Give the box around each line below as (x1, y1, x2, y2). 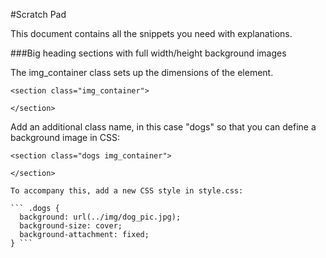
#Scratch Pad (10, 9, 67, 20)
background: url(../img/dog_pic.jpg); (19, 212, 182, 222)
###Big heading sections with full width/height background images (10, 47, 287, 59)
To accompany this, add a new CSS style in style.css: (10, 186, 244, 196)
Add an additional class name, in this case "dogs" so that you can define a (10, 121, 317, 133)
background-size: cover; (19, 221, 123, 231)
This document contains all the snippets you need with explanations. (10, 28, 293, 39)
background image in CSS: (10, 132, 121, 143)
